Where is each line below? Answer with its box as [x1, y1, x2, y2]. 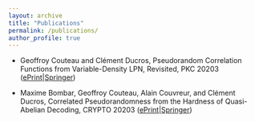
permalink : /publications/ [8, 26, 99, 34]
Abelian [19, 105, 46, 115]
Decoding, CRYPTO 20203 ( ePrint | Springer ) [47, 105, 192, 115]
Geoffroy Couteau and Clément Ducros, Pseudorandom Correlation [19, 56, 242, 65]
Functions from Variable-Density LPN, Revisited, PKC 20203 [19, 65, 219, 74]
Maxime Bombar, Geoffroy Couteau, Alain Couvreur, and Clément [19, 89, 236, 98]
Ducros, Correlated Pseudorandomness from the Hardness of [19, 96, 224, 106]
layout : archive [8, 11, 63, 20]
